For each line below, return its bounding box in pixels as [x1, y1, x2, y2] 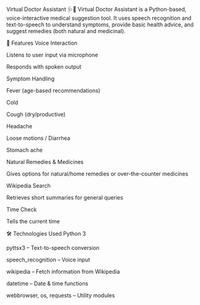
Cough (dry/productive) [6, 110, 66, 118]
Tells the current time [6, 218, 60, 225]
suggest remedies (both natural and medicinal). [6, 28, 126, 34]
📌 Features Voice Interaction [6, 39, 78, 47]
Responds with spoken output [6, 63, 81, 70]
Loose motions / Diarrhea [6, 134, 70, 142]
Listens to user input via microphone [6, 52, 98, 58]
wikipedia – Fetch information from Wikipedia [6, 268, 120, 275]
